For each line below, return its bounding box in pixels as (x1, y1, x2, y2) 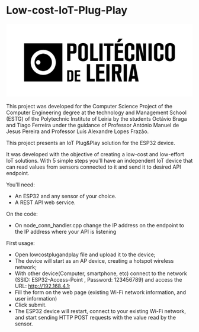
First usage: (6, 240, 36, 247)
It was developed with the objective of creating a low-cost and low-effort (6, 151, 185, 158)
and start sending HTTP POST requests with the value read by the (14, 314, 176, 321)
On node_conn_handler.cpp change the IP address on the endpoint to (14, 222, 185, 229)
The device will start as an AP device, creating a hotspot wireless (14, 257, 174, 265)
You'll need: (6, 181, 36, 188)
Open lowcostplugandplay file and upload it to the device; (14, 251, 156, 258)
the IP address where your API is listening (14, 228, 117, 236)
